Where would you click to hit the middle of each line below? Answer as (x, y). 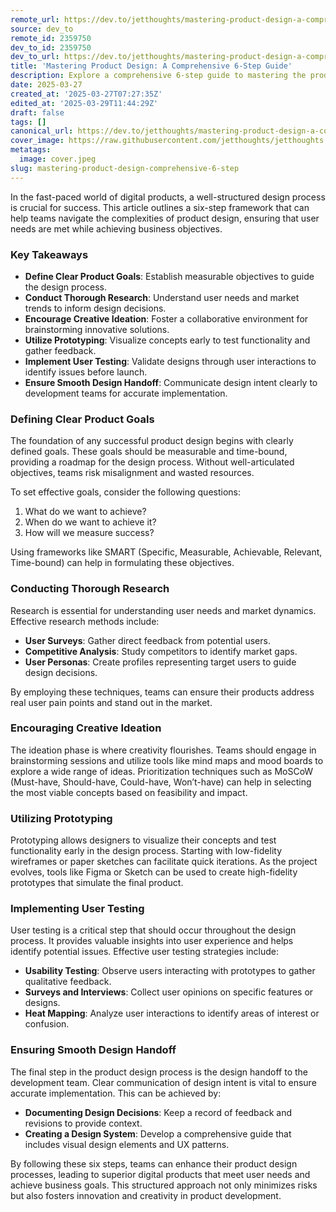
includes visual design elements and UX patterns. (127, 1144)
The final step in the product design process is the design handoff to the (159, 1072)
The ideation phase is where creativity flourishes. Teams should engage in (163, 750)
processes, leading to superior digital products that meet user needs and (160, 1174)
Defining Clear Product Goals (82, 419)
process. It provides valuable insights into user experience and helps (152, 941)
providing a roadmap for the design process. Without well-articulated (152, 462)
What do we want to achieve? (85, 512)
